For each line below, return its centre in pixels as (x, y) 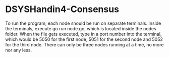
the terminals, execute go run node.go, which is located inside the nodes (81, 28)
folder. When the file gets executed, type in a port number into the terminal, (83, 34)
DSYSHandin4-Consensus (62, 9)
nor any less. (18, 50)
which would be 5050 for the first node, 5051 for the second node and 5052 (84, 39)
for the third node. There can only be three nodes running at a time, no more (84, 44)
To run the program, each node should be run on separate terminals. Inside (83, 23)
